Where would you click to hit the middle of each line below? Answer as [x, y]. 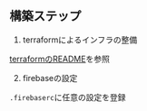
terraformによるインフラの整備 [80, 40]
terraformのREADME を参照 [60, 59]
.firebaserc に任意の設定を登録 [68, 97]
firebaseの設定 [50, 78]
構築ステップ [45, 16]
